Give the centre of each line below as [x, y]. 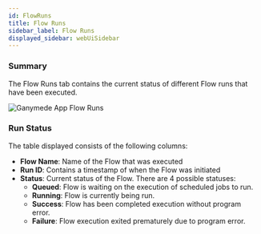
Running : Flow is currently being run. [93, 195]
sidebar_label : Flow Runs [51, 30]
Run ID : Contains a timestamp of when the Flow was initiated [120, 170]
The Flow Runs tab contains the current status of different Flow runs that [128, 83]
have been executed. [43, 92]
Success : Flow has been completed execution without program [137, 204]
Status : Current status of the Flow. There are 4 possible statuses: [128, 178]
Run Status [30, 128]
